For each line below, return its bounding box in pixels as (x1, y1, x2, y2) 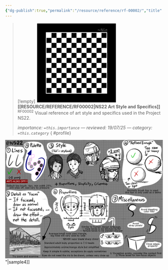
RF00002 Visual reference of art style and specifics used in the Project (17, 109, 161, 116)
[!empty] (17, 98, 35, 104)
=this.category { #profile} (17, 130, 71, 136)
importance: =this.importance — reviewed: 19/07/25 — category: (17, 125, 152, 131)
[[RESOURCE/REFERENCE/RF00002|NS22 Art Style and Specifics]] (17, 103, 160, 110)
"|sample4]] (5, 259, 30, 265)
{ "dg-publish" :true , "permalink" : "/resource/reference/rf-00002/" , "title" (5, 8, 162, 13)
